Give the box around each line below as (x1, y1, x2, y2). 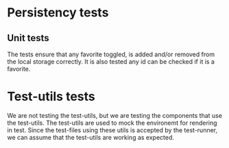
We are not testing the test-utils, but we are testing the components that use (7, 111, 223, 119)
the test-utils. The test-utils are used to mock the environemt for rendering (7, 119, 217, 127)
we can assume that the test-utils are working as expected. (7, 133, 175, 141)
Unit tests (7, 32, 49, 44)
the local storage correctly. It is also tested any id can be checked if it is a (7, 58, 215, 66)
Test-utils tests (7, 89, 95, 104)
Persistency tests (7, 5, 109, 21)
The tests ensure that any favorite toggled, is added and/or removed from (7, 50, 215, 58)
